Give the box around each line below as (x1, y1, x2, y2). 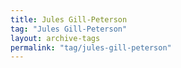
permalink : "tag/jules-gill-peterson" (10, 42, 172, 53)
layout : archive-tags (10, 33, 101, 43)
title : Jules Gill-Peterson (10, 14, 128, 25)
